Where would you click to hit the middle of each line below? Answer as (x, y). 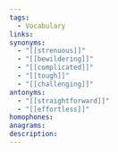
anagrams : (28, 126)
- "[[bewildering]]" (55, 59)
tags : (19, 17)
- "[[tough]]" (43, 76)
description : (34, 134)
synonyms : (28, 42)
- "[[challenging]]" (55, 84)
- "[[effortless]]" (54, 109)
